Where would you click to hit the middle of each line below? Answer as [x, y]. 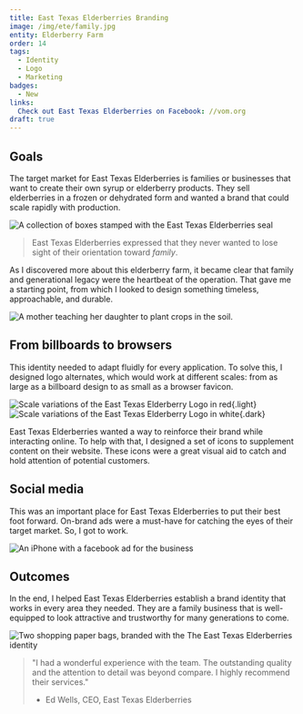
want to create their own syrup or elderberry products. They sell [130, 188]
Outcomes [40, 576]
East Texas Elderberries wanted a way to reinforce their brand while [136, 431]
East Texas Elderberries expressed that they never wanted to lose [155, 242]
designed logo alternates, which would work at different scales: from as [144, 377]
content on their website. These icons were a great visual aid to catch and [148, 451]
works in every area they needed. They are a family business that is [136, 608]
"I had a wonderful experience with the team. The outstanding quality [162, 663]
